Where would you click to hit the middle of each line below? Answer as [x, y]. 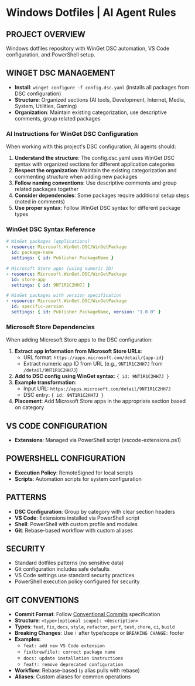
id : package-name [32, 253]
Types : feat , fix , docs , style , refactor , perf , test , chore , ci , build [95, 627]
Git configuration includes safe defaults [62, 569]
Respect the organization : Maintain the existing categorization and [95, 170]
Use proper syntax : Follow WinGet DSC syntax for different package [97, 208]
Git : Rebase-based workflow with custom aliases [74, 530]
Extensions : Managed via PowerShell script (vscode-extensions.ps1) [98, 440]
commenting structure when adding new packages [76, 177]
